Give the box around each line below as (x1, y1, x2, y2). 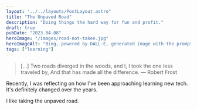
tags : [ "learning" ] (6, 47, 54, 52)
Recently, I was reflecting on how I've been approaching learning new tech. (6, 80, 188, 87)
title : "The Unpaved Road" (6, 14, 72, 20)
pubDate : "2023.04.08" (6, 30, 62, 36)
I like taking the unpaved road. (6, 97, 79, 104)
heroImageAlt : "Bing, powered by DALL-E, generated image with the (6, 41, 175, 47)
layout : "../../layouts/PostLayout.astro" (6, 8, 111, 15)
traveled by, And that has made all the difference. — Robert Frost (20, 68, 178, 76)
